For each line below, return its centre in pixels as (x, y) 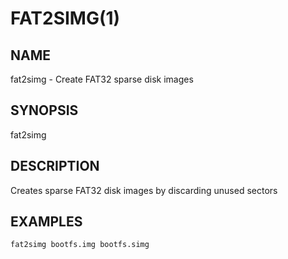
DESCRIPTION (55, 166)
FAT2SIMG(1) (65, 18)
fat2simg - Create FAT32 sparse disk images (102, 79)
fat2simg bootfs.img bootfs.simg (80, 245)
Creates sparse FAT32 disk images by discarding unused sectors (144, 190)
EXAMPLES (46, 222)
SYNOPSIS (44, 110)
